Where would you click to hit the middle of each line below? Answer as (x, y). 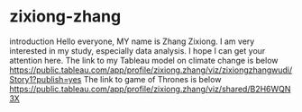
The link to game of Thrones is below (152, 79)
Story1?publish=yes (46, 79)
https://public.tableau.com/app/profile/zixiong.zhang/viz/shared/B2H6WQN (150, 89)
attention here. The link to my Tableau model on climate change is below (144, 60)
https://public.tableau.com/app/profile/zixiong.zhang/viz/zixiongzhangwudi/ (151, 70)
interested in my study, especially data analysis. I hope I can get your (137, 50)
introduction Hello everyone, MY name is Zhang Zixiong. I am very (132, 41)
